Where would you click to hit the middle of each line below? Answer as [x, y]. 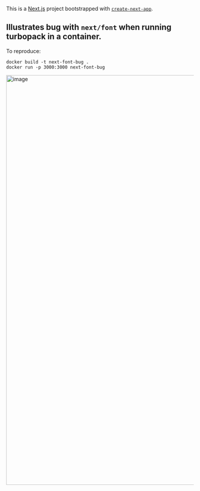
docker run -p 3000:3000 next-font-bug [56, 67]
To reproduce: [24, 51]
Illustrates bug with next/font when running [89, 27]
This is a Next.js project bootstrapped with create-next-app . [80, 9]
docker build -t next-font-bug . [48, 62]
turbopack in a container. [54, 37]
